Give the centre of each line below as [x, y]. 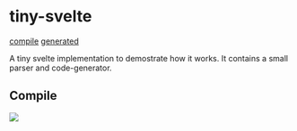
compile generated [44, 41]
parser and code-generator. [61, 68]
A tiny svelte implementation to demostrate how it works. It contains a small [149, 58]
